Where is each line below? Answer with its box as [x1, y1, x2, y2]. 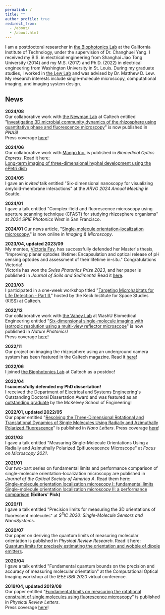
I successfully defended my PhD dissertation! [5, 383, 102, 389]
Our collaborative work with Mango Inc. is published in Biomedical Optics [5, 149, 155, 155]
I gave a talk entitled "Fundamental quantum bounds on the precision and [5, 563, 155, 569]
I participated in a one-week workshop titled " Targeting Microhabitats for [5, 287, 154, 293]
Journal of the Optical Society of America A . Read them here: [5, 476, 131, 482]
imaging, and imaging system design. [5, 81, 82, 87]
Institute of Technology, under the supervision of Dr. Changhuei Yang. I [5, 49, 150, 55]
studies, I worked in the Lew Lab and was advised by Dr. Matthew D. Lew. [5, 70, 155, 76]
